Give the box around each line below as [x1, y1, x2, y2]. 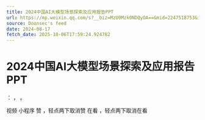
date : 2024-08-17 [6, 26, 51, 32]
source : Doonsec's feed [6, 20, 67, 26]
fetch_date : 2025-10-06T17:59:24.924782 [6, 32, 111, 38]
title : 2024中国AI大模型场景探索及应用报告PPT [6, 9, 114, 15]
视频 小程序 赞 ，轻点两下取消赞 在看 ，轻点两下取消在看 [6, 107, 148, 115]
